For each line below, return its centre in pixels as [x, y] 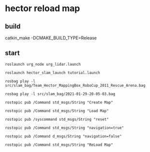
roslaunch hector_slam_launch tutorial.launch [53, 73]
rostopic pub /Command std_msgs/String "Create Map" [59, 102]
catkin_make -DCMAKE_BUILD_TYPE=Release [51, 38]
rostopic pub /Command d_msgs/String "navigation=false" [63, 136]
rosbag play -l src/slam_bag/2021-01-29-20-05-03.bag [60, 94]
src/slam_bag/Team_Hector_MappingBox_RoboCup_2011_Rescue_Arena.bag [75, 85]
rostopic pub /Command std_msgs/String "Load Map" [57, 111]
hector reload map [43, 8]
